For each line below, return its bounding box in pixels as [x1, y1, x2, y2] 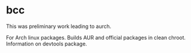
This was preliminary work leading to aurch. [6, 23, 112, 30]
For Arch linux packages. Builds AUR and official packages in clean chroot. [6, 34, 186, 41]
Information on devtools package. [6, 40, 88, 47]
